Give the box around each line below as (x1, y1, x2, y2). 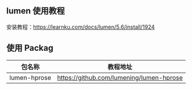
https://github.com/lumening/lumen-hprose (57, 73, 183, 81)
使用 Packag (6, 43, 54, 53)
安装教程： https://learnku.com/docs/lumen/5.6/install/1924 (6, 23, 155, 31)
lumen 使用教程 (6, 6, 65, 17)
